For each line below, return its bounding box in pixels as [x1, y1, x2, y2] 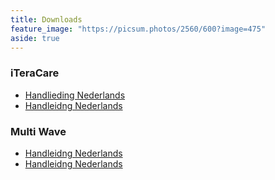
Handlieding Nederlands [24, 89, 126, 101]
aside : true [10, 33, 60, 43]
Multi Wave [10, 124, 67, 138]
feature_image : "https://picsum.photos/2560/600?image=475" [10, 24, 267, 34]
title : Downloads [10, 14, 83, 25]
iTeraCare [10, 66, 60, 80]
